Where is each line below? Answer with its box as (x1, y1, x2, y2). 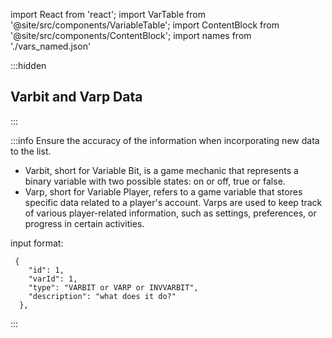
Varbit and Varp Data (10, 89, 143, 106)
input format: (10, 237, 64, 249)
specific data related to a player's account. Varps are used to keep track (24, 196, 323, 208)
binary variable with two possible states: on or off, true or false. (24, 175, 286, 187)
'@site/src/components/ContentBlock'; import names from (10, 30, 252, 41)
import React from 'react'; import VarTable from (10, 9, 206, 20)
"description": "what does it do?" (28, 291, 177, 301)
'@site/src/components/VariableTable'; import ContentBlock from (10, 19, 280, 31)
